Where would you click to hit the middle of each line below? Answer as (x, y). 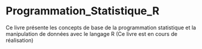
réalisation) (20, 40)
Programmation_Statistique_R (82, 11)
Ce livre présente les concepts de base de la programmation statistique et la (101, 27)
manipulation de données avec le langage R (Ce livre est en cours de (92, 33)
